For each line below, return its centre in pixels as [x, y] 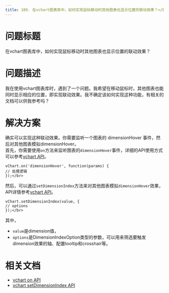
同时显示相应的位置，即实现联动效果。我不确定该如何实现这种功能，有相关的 [84, 94]
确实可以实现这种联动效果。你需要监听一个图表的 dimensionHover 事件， [81, 138]
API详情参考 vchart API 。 [31, 192]
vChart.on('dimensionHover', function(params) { [57, 166]
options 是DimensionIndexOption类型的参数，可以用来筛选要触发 [79, 237]
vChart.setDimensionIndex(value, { [43, 202]
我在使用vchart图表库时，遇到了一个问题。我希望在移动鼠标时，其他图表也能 [84, 88]
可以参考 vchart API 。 [27, 157]
